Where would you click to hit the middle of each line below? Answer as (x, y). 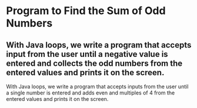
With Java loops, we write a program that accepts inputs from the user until (97, 87)
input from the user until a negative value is (87, 54)
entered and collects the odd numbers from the (94, 63)
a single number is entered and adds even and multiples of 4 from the (91, 93)
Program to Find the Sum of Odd (86, 11)
